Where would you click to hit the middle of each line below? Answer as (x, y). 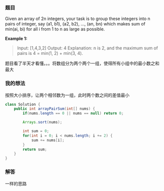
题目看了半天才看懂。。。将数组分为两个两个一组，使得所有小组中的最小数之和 (82, 63)
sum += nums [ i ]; (48, 140)
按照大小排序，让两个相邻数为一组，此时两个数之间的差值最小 (67, 95)
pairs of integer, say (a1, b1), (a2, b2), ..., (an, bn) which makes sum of (75, 24)
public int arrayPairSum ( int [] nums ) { (55, 109)
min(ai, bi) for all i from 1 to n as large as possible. (55, 29)
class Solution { (23, 104)
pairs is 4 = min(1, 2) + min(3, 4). (50, 53)
